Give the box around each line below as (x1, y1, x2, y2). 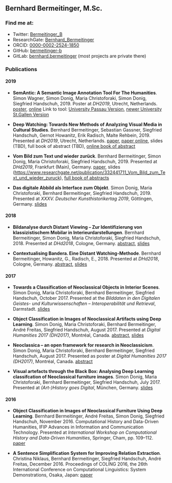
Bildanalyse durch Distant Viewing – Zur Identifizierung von (12, 224, 142, 230)
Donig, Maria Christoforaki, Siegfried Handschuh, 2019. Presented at (12, 158, 158, 164)
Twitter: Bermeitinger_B (12, 31, 63, 37)
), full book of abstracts (59, 174, 109, 181)
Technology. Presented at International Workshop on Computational (12, 429, 157, 435)
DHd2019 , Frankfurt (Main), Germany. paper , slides (12, 164, 120, 170)
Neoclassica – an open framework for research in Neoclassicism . (12, 342, 154, 348)
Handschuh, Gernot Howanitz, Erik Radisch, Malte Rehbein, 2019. (12, 132, 151, 138)
